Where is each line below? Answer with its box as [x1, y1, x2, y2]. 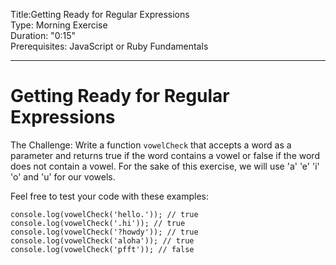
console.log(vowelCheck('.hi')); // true [10, 218, 186, 228]
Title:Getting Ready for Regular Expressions [10, 9, 190, 20]
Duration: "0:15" [10, 30, 77, 41]
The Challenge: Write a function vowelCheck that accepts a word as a [10, 139, 292, 151]
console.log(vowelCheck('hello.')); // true [10, 209, 199, 219]
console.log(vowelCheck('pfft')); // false [10, 244, 195, 254]
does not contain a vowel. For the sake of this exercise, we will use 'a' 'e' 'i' [10, 160, 320, 172]
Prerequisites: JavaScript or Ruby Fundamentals [10, 40, 209, 52]
